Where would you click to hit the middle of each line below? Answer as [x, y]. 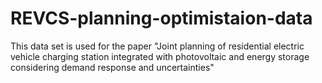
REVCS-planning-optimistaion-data [161, 18]
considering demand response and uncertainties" [112, 67]
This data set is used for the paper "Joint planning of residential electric [157, 46]
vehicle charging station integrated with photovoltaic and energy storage [160, 56]
